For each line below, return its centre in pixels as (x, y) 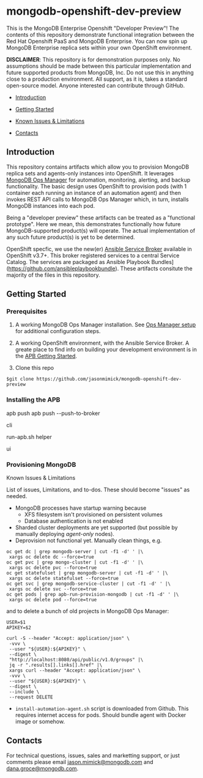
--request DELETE (31, 697)
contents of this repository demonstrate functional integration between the (100, 34)
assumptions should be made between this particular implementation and (99, 66)
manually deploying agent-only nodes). (65, 534)
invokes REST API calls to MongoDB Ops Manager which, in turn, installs (98, 199)
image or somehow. (40, 722)
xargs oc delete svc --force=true (53, 589)
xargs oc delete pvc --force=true (53, 568)
